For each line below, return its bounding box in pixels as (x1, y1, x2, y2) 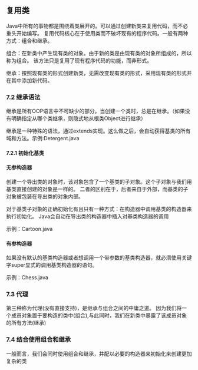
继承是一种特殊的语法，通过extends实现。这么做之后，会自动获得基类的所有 (6, 127, 191, 134)
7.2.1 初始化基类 (6, 149, 44, 156)
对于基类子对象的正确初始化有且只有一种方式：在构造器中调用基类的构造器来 (6, 205, 192, 212)
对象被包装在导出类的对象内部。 (6, 193, 84, 200)
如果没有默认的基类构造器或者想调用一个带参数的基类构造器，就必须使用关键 (6, 254, 192, 261)
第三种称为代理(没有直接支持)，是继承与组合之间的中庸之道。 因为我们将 (6, 305, 182, 312)
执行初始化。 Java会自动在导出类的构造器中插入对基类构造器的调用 (6, 213, 169, 220)
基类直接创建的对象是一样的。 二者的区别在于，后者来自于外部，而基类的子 (6, 185, 189, 193)
